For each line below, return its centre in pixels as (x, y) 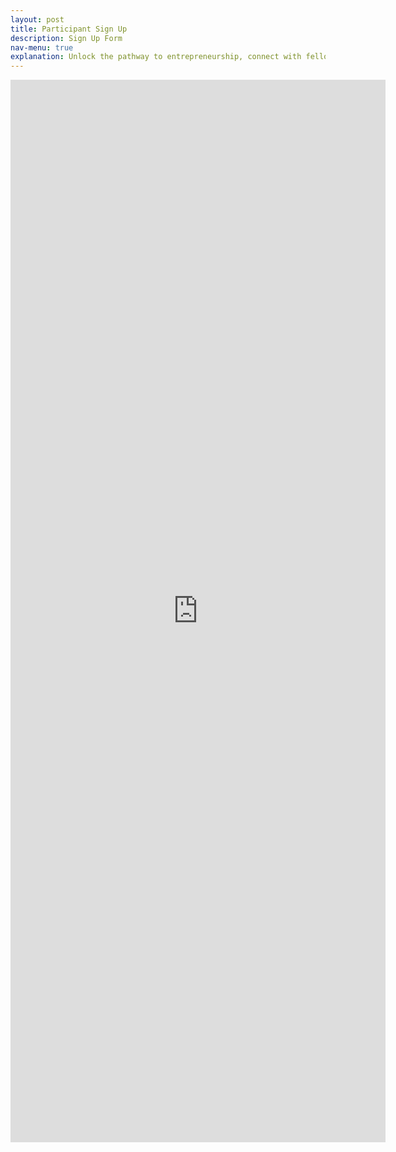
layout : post (37, 19)
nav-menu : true (42, 47)
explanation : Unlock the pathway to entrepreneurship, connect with (156, 57)
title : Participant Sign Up (69, 29)
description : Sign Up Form (66, 38)
